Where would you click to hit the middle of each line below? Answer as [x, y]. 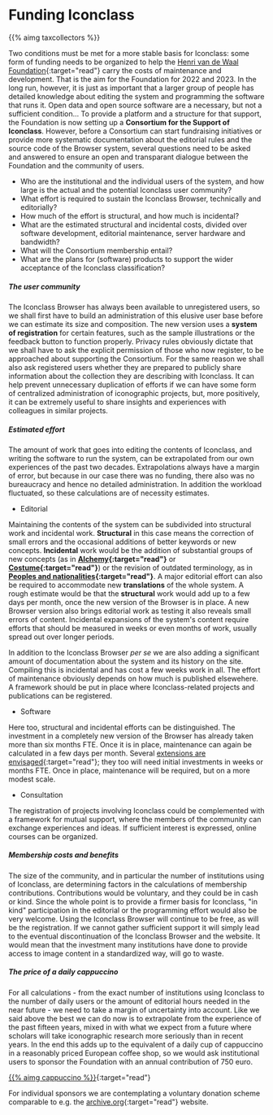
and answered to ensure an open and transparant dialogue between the [129, 157]
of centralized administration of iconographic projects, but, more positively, [134, 393]
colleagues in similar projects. [58, 410]
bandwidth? [40, 242]
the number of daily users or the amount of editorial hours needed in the [129, 1001]
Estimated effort [37, 429]
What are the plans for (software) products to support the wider [127, 259]
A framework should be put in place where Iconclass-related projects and [132, 687]
